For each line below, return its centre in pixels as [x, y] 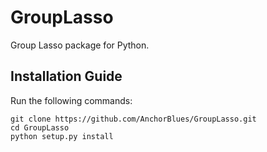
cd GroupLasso [40, 127]
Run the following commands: [71, 100]
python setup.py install [62, 136]
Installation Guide [66, 76]
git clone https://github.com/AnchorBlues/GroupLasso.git [133, 119]
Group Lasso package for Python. [80, 45]
